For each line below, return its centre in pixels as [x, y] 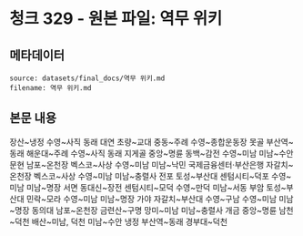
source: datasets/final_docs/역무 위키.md [87, 78]
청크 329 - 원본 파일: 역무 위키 [116, 19]
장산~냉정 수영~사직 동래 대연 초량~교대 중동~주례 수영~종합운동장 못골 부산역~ [151, 141]
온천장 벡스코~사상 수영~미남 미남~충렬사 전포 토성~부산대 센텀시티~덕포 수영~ [151, 176]
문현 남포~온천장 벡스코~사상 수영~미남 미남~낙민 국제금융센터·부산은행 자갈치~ [151, 164]
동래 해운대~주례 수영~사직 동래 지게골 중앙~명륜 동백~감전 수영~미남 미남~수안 [151, 153]
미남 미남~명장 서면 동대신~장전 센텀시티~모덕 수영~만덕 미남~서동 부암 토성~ [148, 187]
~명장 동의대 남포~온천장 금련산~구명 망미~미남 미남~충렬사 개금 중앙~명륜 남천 [151, 210]
